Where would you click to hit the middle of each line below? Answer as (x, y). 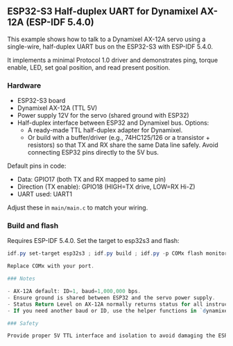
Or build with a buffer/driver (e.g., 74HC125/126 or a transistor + (119, 138)
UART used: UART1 (45, 194)
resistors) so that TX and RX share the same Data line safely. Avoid (123, 145)
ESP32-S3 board (41, 101)
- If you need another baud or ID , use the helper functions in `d (107, 310)
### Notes (21, 279)
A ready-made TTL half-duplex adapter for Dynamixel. (105, 130)
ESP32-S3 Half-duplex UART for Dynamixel (103, 11)
